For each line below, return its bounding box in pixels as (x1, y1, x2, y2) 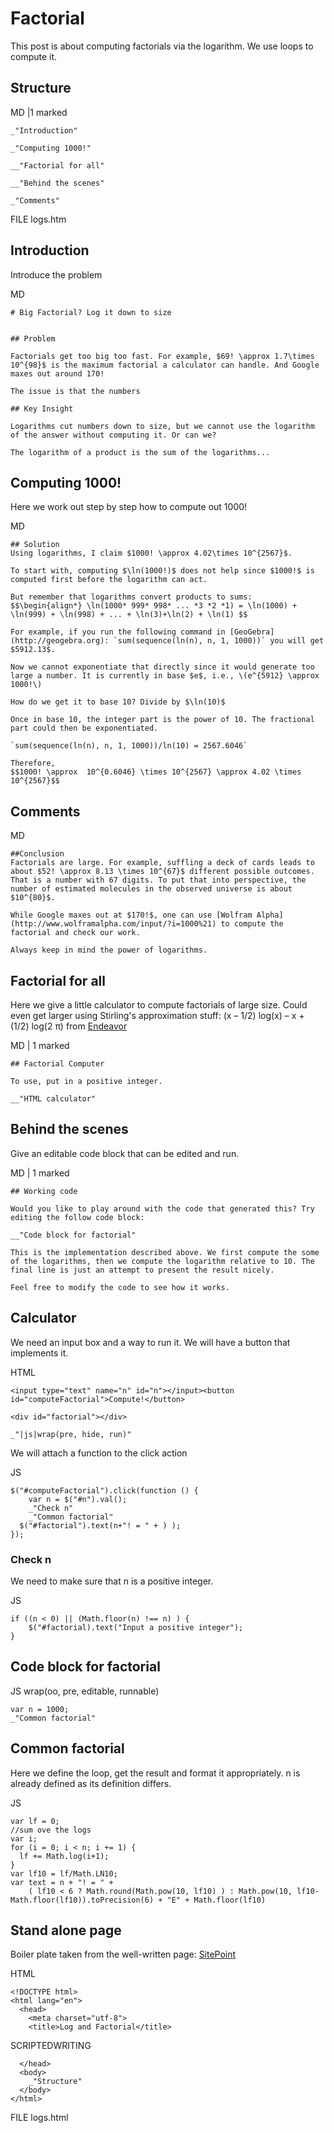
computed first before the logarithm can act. (10, 575, 208, 585)
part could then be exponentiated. (10, 723, 159, 734)
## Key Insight (10, 403, 74, 414)
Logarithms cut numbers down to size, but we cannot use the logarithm (10, 421, 315, 431)
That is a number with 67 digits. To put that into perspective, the (10, 875, 307, 886)
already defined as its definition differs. (10, 1777, 172, 1789)
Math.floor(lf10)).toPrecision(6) (10, 1895, 155, 1905)
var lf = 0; (10, 1816, 60, 1826)
